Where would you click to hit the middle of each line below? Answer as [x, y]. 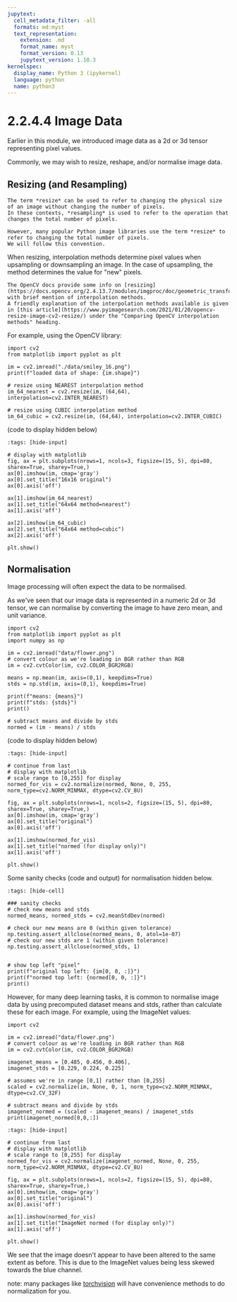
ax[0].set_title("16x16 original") [60, 480]
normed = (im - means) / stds [52, 727]
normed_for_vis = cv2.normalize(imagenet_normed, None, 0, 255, [104, 1161]
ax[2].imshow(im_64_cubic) [47, 523]
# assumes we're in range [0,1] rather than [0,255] [86, 1081]
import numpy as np [36, 640]
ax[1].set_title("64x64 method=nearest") [69, 505]
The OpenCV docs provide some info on [64, 285]
